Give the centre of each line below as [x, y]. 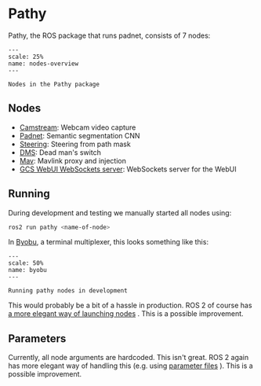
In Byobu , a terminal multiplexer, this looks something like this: [109, 242]
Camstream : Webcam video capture [78, 127]
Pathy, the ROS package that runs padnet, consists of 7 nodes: [109, 35]
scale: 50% [26, 263]
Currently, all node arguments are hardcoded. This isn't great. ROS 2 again [129, 358]
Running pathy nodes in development [68, 291]
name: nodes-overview [43, 64]
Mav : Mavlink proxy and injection [73, 160]
